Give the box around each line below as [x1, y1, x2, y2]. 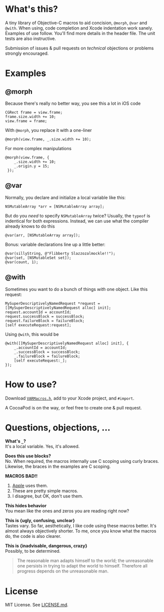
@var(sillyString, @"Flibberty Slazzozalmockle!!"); [5, 251, 116, 256]
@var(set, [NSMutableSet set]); [5, 255, 71, 260]
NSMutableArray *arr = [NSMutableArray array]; [5, 204, 105, 209]
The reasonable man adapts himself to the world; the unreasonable [17, 558, 154, 564]
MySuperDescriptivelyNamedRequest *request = [5, 301, 100, 306]
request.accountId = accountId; [5, 310, 71, 315]
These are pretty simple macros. [12, 488, 78, 494]
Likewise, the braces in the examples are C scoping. [5, 463, 111, 470]
